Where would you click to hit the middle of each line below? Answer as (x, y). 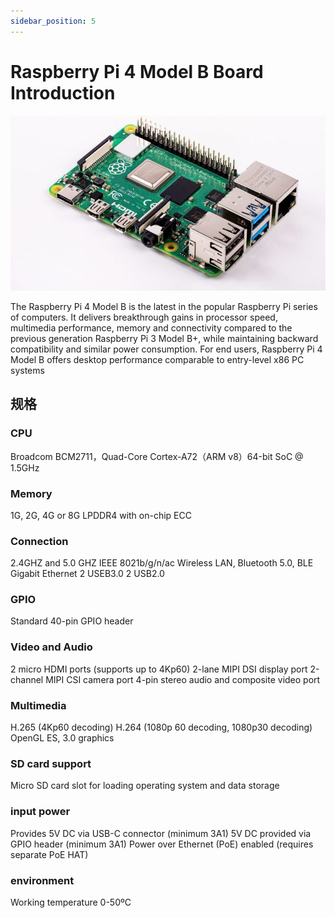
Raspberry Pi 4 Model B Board (137, 71)
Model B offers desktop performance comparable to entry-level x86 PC (157, 359)
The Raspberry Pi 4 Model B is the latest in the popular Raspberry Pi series (164, 306)
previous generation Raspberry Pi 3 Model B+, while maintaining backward (164, 338)
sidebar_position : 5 (53, 21)
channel (27, 679)
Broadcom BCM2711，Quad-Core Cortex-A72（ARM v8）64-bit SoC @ (157, 456)
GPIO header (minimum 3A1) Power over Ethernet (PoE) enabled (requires (162, 844)
